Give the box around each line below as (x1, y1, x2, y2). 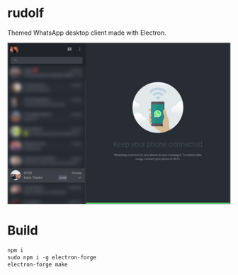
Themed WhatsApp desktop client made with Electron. (7, 28, 166, 37)
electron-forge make (7, 261, 69, 269)
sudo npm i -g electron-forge (7, 254, 97, 262)
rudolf (7, 5, 45, 21)
